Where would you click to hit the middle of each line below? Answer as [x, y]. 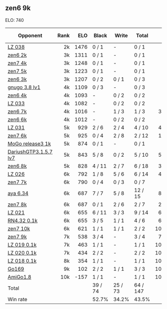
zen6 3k [17, 79]
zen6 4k [17, 95]
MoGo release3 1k [29, 143]
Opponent [30, 35]
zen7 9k [17, 237]
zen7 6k [17, 135]
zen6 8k [17, 166]
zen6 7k [17, 111]
